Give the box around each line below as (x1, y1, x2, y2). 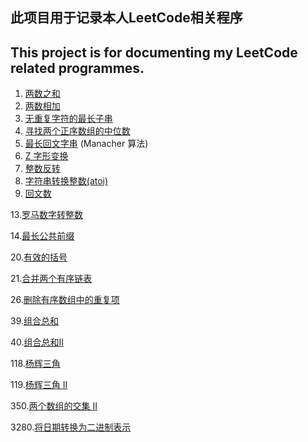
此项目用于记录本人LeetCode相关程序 (10, 9, 243, 27)
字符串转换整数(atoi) (24, 175, 109, 187)
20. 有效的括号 (10, 251, 68, 263)
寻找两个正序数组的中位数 (24, 125, 131, 137)
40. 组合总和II (10, 336, 65, 348)
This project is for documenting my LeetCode (10, 44, 298, 61)
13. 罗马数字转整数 (10, 209, 84, 221)
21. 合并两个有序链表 (10, 273, 93, 285)
